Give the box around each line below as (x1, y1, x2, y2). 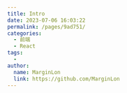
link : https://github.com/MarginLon (13, 75, 120, 83)
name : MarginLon (13, 69, 61, 76)
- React (13, 43, 36, 50)
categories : (7, 29, 42, 37)
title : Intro (7, 10, 45, 17)
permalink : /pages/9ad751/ (7, 23, 86, 30)
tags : (7, 50, 23, 57)
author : (7, 62, 30, 69)
